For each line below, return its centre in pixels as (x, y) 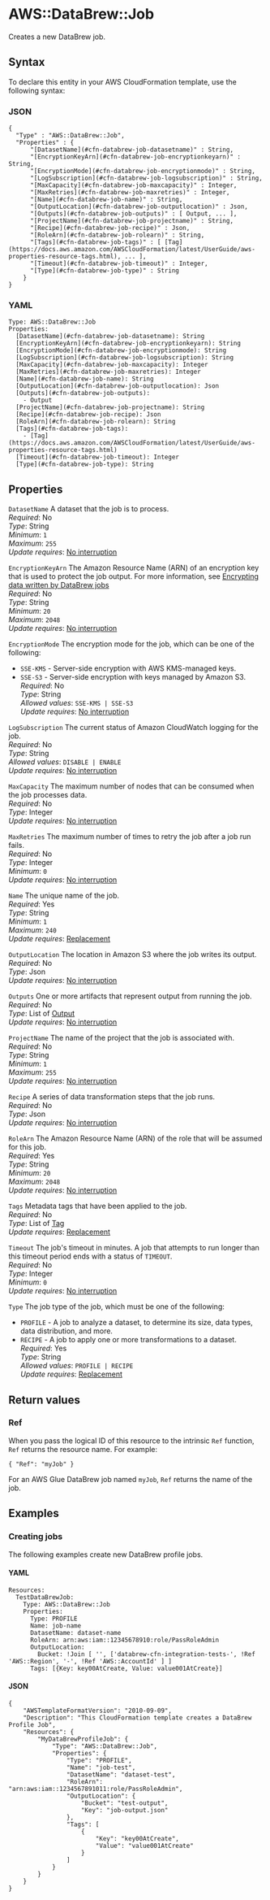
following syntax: (37, 90)
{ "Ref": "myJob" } (41, 1464)
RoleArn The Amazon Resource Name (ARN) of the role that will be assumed (135, 1138)
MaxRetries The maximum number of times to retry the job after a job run (130, 837)
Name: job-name (56, 1626)
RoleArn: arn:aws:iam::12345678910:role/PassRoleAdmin (124, 1640)
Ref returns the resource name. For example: (83, 1449)
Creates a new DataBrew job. (57, 37)
